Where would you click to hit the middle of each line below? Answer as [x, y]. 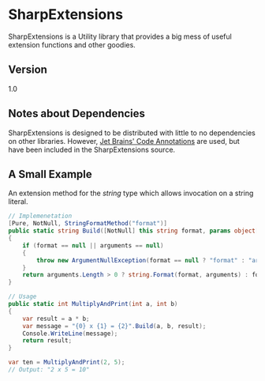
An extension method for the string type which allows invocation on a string [131, 193]
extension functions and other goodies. [72, 44]
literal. [18, 202]
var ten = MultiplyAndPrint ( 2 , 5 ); [67, 362]
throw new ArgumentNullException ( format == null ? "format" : [141, 260]
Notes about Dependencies [77, 113]
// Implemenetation [40, 216]
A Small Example [50, 174]
